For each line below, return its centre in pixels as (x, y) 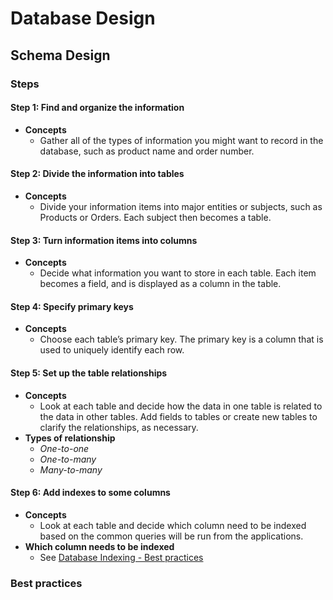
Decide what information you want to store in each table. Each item (178, 273)
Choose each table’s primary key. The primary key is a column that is (181, 339)
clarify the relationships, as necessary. (119, 427)
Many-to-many (71, 469)
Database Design (83, 18)
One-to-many (68, 459)
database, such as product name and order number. (147, 151)
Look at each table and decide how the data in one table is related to (181, 406)
